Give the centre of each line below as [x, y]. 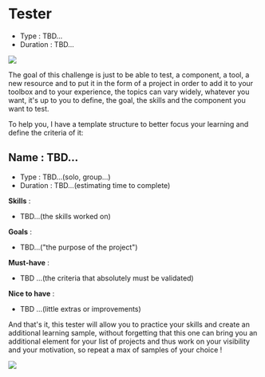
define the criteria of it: [46, 132]
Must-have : [29, 262]
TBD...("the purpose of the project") [79, 247]
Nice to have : [32, 293]
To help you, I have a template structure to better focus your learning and [129, 124]
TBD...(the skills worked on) [65, 216]
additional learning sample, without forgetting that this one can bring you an [133, 332]
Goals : [20, 231]
